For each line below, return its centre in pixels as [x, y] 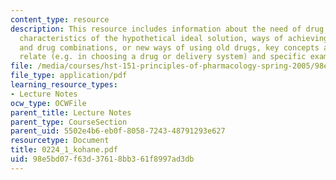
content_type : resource [60, 19]
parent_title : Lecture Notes [71, 112]
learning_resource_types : [64, 85]
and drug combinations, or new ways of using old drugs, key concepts [169, 47]
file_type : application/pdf [69, 76]
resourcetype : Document [60, 141]
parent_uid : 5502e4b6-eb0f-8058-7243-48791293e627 [118, 131]
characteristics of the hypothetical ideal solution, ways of [151, 38]
